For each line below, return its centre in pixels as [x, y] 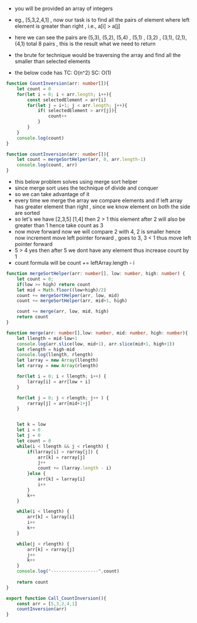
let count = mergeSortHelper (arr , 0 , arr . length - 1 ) [81, 160]
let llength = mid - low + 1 [47, 338]
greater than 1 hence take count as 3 [59, 225]
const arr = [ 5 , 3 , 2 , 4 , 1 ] [47, 604]
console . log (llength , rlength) [55, 355]
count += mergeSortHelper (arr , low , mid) [68, 295]
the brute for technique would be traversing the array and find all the [98, 55]
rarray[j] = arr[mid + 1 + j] [59, 403]
